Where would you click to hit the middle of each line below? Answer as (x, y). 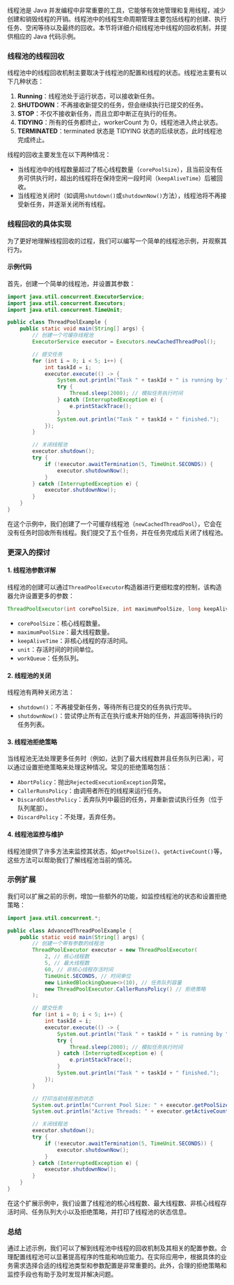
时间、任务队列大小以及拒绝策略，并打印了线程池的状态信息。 (101, 1212)
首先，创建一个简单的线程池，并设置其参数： (71, 283)
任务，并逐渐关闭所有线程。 (69, 204)
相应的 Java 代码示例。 (46, 36)
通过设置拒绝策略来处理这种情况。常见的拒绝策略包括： (92, 767)
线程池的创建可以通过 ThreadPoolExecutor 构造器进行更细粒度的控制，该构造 (115, 587)
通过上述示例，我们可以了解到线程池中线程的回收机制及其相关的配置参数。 (114, 1248)
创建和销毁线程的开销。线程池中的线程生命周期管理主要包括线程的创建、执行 (117, 19)
